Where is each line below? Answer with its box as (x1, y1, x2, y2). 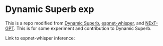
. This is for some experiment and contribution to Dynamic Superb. (14, 25, 152, 31)
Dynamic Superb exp (5, 3, 94, 15)
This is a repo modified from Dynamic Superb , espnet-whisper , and (5, 20, 144, 26)
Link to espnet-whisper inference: (5, 35, 75, 41)
